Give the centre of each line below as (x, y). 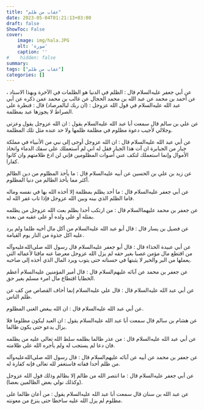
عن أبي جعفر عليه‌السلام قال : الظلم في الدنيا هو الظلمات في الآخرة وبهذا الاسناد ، (99, 92)
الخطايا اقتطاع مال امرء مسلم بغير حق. (51, 278)
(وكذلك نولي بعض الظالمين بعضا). (45, 382)
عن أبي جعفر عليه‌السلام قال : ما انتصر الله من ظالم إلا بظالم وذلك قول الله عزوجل (100, 376)
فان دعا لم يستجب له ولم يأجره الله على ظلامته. (61, 345)
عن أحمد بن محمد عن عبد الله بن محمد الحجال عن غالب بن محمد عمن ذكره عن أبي (101, 99)
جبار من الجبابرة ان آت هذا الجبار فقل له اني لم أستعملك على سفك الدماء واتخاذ (97, 148)
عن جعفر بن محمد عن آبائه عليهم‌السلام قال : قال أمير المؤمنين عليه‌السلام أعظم (97, 272)
